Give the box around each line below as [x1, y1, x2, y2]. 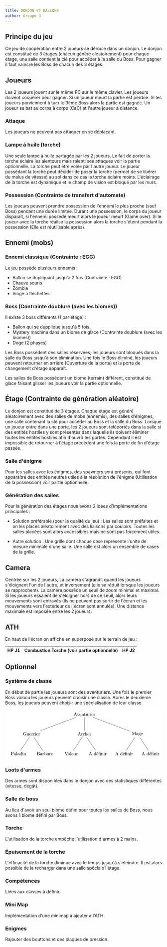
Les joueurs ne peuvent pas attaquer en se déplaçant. [5, 129, 116, 135]
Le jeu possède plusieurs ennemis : [5, 265, 78, 271]
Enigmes [5, 925, 27, 932]
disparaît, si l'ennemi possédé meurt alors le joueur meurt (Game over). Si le [5, 213, 162, 219]
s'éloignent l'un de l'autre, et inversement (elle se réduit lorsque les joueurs [5, 582, 160, 588]
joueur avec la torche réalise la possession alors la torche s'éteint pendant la [5, 219, 163, 225]
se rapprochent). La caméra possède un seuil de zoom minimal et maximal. [5, 587, 160, 593]
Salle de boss [5, 795, 38, 802]
